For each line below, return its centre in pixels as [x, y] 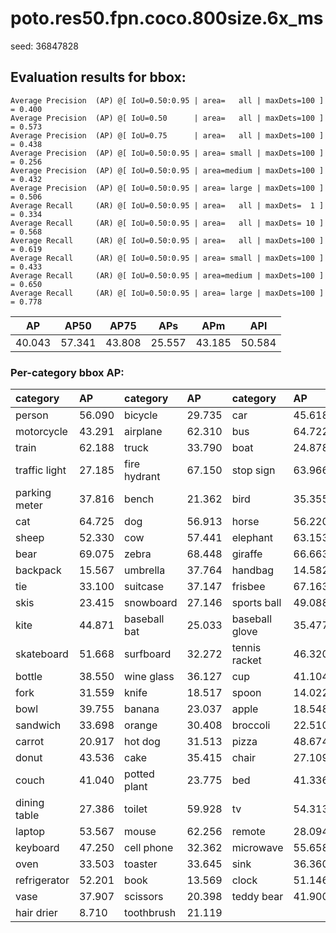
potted [139, 774]
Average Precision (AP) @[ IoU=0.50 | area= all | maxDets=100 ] [167, 118]
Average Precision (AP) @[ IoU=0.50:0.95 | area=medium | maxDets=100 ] [167, 170]
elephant [252, 538]
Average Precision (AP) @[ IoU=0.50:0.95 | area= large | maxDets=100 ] [167, 188]
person [32, 415]
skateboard [42, 654]
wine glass [149, 677]
